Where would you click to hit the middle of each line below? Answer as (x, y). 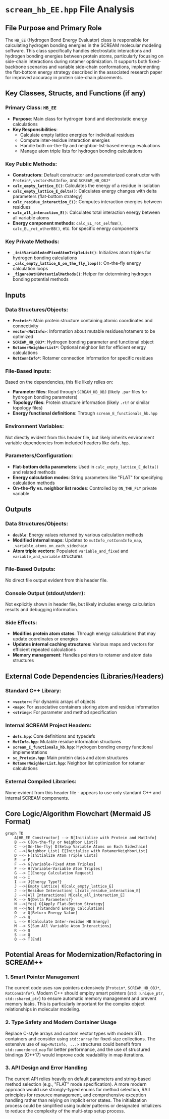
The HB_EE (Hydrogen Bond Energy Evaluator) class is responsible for (77, 40)
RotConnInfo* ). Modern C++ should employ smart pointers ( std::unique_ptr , (85, 993)
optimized (23, 336)
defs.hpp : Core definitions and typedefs (54, 736)
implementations (30, 752)
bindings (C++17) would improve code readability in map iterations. (75, 1054)
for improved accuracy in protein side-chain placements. (64, 77)
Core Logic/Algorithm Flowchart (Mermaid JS (78, 814)
